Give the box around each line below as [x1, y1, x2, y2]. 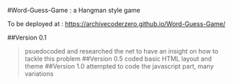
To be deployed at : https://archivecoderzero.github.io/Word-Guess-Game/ [7, 20, 226, 28]
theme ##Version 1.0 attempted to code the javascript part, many [24, 62, 214, 70]
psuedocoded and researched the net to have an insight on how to [24, 47, 219, 55]
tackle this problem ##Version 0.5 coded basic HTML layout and [24, 54, 212, 63]
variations [24, 70, 54, 78]
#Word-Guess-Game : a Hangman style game [7, 6, 141, 14]
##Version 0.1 [7, 33, 47, 42]
